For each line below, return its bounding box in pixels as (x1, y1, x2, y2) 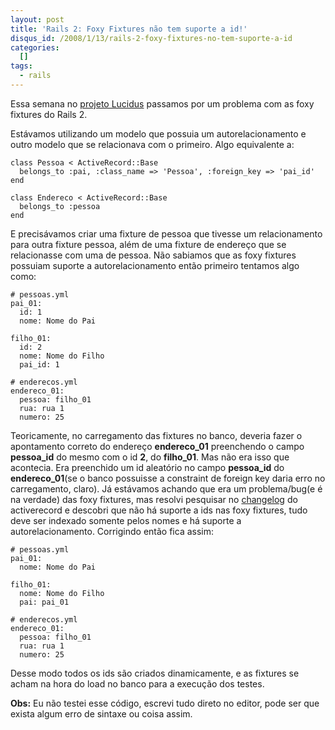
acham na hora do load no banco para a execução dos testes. (10, 677, 265, 690)
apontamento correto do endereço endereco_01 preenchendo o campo (10, 440, 305, 452)
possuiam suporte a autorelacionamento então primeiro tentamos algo (10, 259, 300, 271)
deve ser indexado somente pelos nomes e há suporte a (10, 514, 242, 526)
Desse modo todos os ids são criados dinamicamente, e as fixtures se (10, 667, 300, 679)
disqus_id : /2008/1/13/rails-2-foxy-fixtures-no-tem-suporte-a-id (10, 33, 293, 43)
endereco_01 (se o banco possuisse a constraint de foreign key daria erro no (10, 472, 326, 484)
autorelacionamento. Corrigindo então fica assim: (10, 525, 215, 537)
